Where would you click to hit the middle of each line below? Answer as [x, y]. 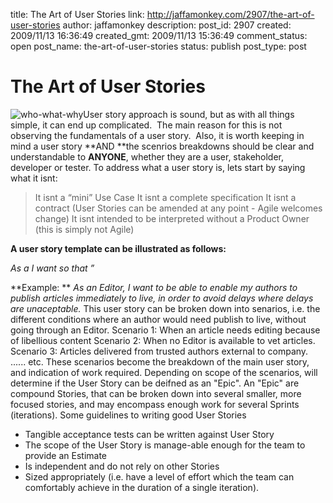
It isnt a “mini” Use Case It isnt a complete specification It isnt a [165, 197]
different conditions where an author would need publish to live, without [158, 319]
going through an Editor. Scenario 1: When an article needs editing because [165, 330]
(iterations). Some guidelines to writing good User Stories [128, 415]
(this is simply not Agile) [84, 229]
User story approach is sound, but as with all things [189, 114]
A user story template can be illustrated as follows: [118, 248]
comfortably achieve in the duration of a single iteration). [142, 487]
